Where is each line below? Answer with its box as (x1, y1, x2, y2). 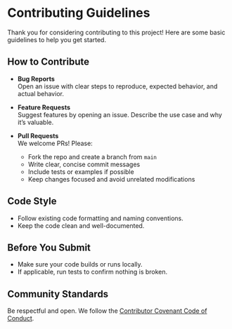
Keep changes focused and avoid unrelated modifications (27, 175, 195, 183)
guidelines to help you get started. (7, 35, 107, 43)
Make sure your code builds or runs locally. (17, 260, 143, 269)
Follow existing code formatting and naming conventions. (17, 214, 184, 222)
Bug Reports (17, 74, 55, 83)
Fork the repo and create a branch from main (27, 152, 157, 161)
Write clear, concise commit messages (27, 160, 141, 168)
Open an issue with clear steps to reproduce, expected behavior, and (17, 82, 218, 90)
